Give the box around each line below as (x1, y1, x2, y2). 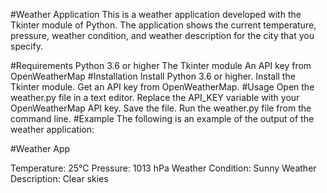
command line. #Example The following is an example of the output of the (10, 113, 315, 124)
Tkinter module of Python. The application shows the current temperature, (10, 19, 317, 31)
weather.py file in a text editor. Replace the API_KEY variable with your (10, 92, 300, 103)
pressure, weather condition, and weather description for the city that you (10, 30, 315, 41)
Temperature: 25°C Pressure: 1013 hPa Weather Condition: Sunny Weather (10, 162, 317, 174)
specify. (10, 40, 43, 52)
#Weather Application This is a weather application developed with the (10, 9, 302, 20)
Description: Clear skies (10, 173, 109, 184)
